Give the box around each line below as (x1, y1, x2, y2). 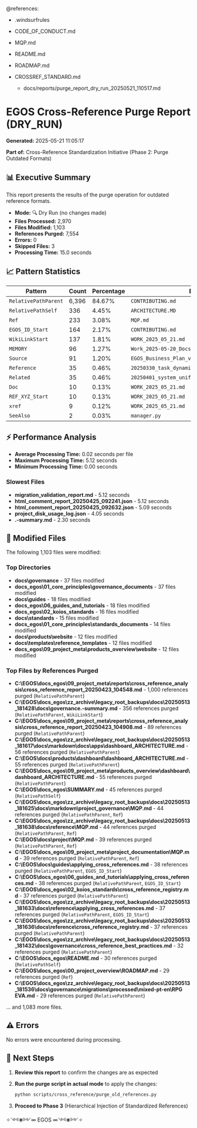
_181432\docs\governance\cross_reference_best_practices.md (14, 942, 172, 949)
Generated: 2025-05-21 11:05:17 (6, 137, 84, 144)
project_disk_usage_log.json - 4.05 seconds (14, 510, 124, 517)
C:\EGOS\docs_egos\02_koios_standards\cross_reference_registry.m (14, 886, 189, 893)
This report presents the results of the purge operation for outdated (6, 191, 169, 198)
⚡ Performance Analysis (6, 432, 97, 442)
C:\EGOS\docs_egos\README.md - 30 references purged (14, 955, 157, 962)
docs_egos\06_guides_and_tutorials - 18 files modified (14, 602, 150, 609)
